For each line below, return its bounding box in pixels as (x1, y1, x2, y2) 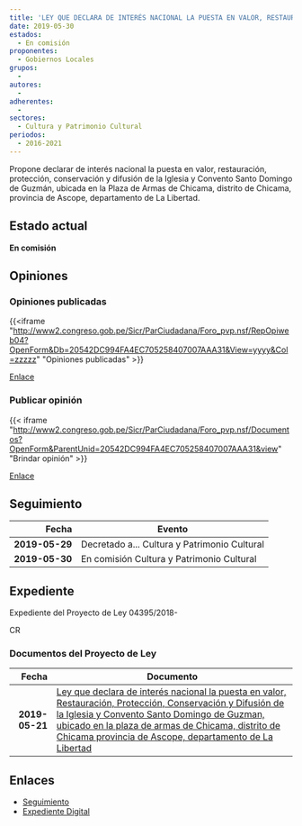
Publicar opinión (9, 394, 83, 406)
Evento (156, 523, 189, 536)
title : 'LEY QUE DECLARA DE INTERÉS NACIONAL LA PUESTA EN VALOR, (9, 13, 263, 23)
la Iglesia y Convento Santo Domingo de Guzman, (56, 708, 265, 721)
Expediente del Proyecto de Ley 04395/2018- (9, 607, 178, 618)
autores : (9, 80, 42, 89)
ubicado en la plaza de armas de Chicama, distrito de (56, 720, 281, 732)
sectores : (9, 113, 47, 123)
